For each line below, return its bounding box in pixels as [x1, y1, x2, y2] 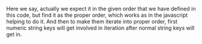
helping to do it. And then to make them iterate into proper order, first [6, 18, 178, 25]
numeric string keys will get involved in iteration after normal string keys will [6, 24, 195, 31]
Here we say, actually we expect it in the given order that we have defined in [6, 5, 196, 12]
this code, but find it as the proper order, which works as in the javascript [6, 11, 188, 19]
